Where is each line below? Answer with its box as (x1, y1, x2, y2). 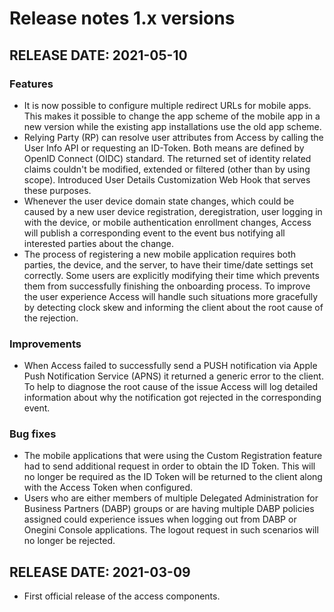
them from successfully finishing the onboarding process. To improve (23, 280, 311, 292)
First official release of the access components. (23, 590, 221, 602)
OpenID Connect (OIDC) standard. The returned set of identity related (23, 152, 312, 164)
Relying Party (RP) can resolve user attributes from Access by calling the (23, 131, 324, 143)
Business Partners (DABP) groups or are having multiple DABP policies (23, 503, 315, 515)
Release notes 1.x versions (9, 7, 236, 30)
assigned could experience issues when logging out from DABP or (23, 513, 297, 526)
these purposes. (23, 184, 92, 196)
